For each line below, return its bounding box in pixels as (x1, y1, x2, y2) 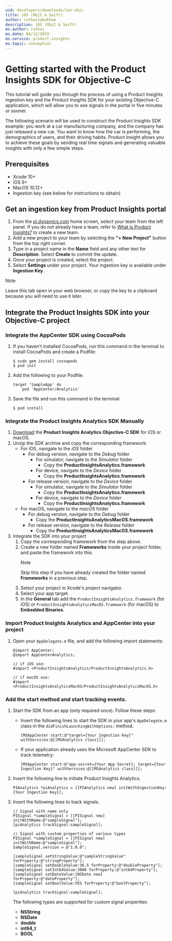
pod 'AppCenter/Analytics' (22, 387, 80, 392)
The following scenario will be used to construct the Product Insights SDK (5, 117, 161, 124)
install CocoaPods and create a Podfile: (12, 348, 97, 355)
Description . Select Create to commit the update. (12, 251, 118, 257)
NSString (20, 909, 41, 915)
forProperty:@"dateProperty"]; (12, 876, 80, 881)
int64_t (20, 925, 36, 931)
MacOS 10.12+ (12, 184, 43, 190)
